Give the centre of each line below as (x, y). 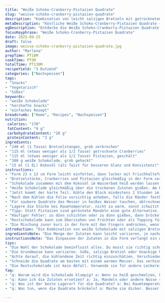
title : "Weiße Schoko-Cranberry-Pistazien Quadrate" (60, 10)
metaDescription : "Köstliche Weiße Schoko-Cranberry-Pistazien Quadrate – (83, 23)
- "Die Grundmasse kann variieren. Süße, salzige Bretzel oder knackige (81, 252)
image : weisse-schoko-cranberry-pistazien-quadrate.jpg (63, 46)
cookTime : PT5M (21, 60)
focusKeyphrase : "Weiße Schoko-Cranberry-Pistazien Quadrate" (70, 32)
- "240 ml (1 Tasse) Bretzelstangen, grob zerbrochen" (62, 147)
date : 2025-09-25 (23, 37)
